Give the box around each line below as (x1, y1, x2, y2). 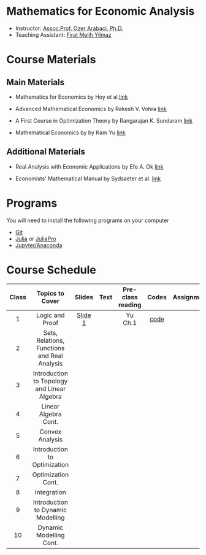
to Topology (33, 377, 68, 385)
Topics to (36, 289, 64, 297)
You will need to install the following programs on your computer (6, 216, 170, 224)
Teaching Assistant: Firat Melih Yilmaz (15, 31, 112, 38)
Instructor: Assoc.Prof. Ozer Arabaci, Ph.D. (15, 25, 124, 32)
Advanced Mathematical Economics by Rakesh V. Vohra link (15, 105, 167, 112)
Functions (36, 343, 65, 352)
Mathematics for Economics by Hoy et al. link (15, 93, 128, 101)
